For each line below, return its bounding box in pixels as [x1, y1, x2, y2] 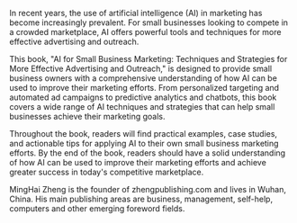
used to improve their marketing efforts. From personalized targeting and [9, 83, 280, 93]
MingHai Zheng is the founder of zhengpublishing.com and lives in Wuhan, [9, 184, 286, 194]
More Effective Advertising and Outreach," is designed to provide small [9, 63, 273, 74]
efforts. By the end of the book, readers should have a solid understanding [9, 147, 286, 158]
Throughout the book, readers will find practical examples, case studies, [9, 129, 277, 138]
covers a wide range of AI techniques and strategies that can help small [9, 102, 275, 111]
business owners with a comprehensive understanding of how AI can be [9, 73, 277, 84]
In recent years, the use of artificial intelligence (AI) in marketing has [9, 8, 263, 18]
